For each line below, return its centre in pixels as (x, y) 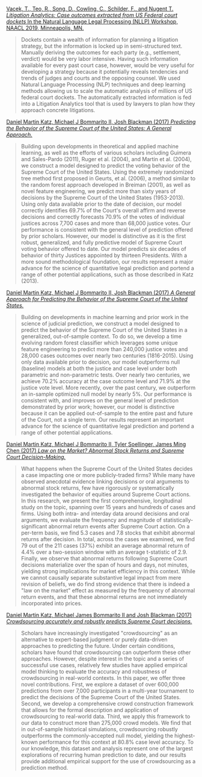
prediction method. (44, 768)
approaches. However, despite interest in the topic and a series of (103, 659)
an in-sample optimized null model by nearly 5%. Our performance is (106, 394)
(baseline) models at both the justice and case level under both (99, 368)
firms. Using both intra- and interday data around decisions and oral (105, 513)
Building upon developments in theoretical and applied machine (100, 146)
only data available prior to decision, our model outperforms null (100, 362)
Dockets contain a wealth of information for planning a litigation (99, 40)
